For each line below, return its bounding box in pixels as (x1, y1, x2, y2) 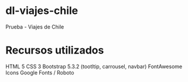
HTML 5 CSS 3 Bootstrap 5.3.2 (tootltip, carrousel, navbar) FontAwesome (5, 63, 183, 70)
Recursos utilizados (5, 44, 104, 57)
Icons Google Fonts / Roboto (5, 69, 74, 76)
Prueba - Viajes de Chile (5, 23, 64, 30)
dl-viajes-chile (5, 4, 78, 17)
